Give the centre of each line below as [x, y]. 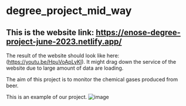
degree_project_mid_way [69, 11]
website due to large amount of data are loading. [65, 68]
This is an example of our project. [47, 97]
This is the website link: [50, 33]
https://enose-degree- [138, 33]
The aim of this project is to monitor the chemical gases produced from [92, 79]
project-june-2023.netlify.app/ [64, 41]
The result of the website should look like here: [63, 56]
